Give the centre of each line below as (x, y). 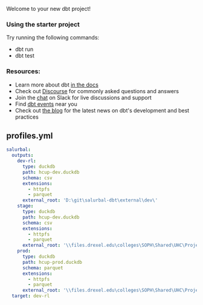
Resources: (23, 71)
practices (27, 117)
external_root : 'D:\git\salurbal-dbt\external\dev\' (90, 200)
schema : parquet (43, 268)
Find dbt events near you (46, 104)
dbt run (24, 49)
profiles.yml (30, 136)
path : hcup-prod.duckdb (52, 262)
